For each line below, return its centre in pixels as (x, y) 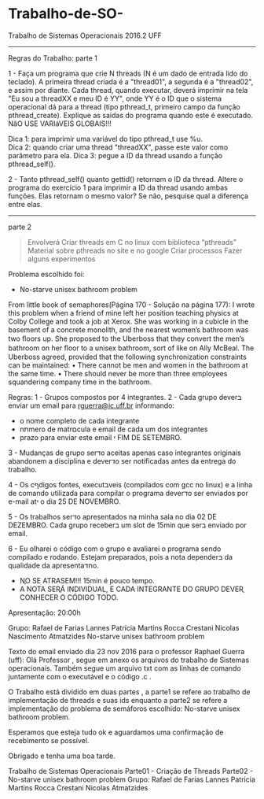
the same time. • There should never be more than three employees (118, 373)
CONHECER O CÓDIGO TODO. (69, 597)
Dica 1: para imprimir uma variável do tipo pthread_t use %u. (105, 139)
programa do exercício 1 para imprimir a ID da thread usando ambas (118, 187)
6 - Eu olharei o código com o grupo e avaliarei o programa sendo (115, 549)
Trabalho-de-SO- (66, 14)
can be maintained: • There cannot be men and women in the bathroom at (128, 365)
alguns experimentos (61, 259)
